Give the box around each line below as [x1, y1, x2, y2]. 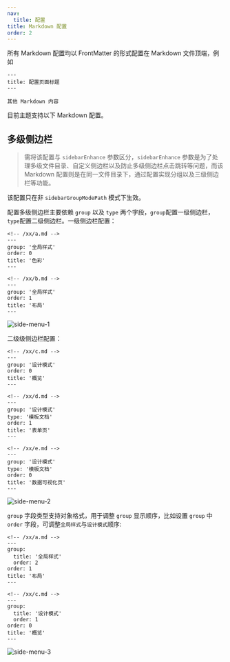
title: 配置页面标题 [7, 79, 60, 86]
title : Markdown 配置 [7, 23, 67, 30]
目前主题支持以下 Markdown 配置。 [7, 111, 107, 119]
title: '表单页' [7, 427, 51, 434]
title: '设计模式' [13, 610, 62, 617]
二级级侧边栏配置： [7, 334, 62, 343]
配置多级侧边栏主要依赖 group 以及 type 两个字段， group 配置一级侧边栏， [7, 208, 214, 217]
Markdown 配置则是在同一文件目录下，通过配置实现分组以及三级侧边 [23, 170, 219, 179]
